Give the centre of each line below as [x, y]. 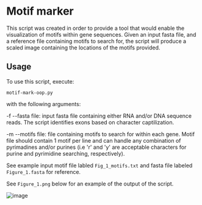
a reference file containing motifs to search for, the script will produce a [96, 41]
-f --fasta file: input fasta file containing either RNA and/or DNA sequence [99, 116]
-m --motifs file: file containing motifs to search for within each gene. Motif [101, 134]
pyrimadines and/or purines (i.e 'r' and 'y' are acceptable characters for [96, 147]
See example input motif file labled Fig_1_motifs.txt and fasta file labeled [99, 165]
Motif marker [40, 11]
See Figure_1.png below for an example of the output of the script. [90, 184]
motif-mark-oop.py [30, 93]
